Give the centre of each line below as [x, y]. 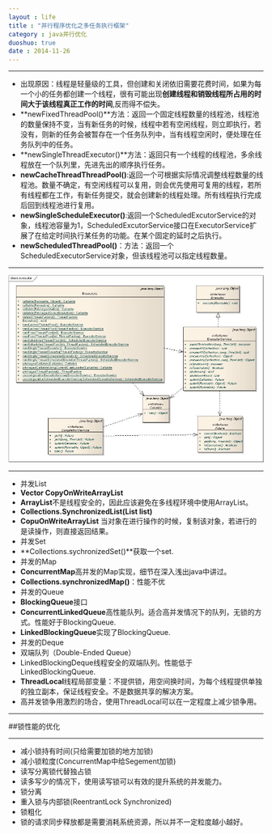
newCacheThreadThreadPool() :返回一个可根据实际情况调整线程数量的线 [142, 175]
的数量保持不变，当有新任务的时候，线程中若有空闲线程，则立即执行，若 [140, 125]
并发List [33, 483]
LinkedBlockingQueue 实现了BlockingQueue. [96, 632]
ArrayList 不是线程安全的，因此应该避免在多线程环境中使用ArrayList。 [136, 502]
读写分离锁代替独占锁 [55, 771]
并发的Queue [42, 591]
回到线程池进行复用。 [63, 205]
